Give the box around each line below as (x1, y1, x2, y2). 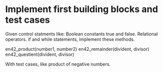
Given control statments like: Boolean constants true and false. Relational (5, 31, 158, 37)
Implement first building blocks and (5, 4, 158, 15)
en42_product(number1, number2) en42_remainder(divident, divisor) (5, 46, 150, 52)
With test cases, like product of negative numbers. (5, 61, 111, 67)
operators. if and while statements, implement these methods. (5, 36, 135, 42)
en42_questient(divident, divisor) (5, 51, 75, 57)
